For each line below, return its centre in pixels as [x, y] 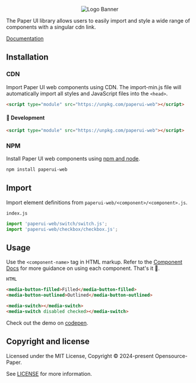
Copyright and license [48, 342]
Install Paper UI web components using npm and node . [73, 158]
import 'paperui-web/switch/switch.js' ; [57, 224]
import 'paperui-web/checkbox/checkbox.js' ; [62, 229]
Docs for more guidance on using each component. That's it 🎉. [83, 268]
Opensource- [171, 356]
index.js [17, 213]
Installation [27, 57]
